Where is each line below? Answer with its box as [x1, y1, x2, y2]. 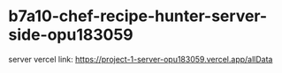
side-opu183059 [8, 25, 133, 45]
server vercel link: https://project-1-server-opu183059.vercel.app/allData [8, 54, 273, 64]
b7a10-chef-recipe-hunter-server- [8, 6, 268, 26]
